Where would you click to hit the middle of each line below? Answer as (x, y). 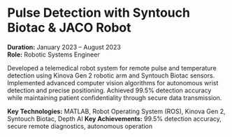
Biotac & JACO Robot (69, 28)
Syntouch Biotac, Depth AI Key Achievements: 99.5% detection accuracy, (115, 118)
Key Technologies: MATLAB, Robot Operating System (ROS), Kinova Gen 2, (116, 111)
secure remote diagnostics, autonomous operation (80, 126)
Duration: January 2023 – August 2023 (64, 47)
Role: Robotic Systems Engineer (53, 55)
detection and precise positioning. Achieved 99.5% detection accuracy (109, 90)
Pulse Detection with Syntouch (99, 13)
